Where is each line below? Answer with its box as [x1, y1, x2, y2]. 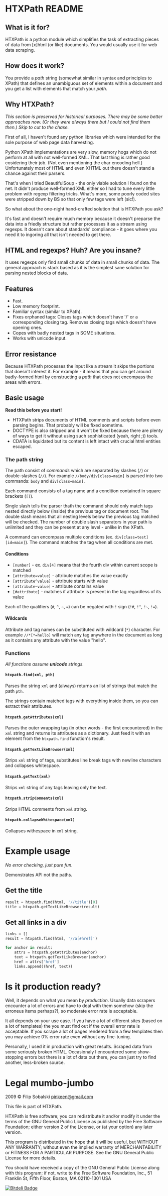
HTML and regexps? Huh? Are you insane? [5, 246, 141, 255]
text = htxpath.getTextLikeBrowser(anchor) [14, 954, 107, 959]
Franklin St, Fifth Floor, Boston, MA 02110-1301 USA [5, 1175, 111, 1181]
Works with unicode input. [12, 335, 67, 342]
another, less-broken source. [5, 1059, 65, 1065]
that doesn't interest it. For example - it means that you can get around [5, 369, 151, 375]
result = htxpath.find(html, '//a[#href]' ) [5, 936, 98, 941]
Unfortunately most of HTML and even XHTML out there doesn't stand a [5, 165, 154, 171]
